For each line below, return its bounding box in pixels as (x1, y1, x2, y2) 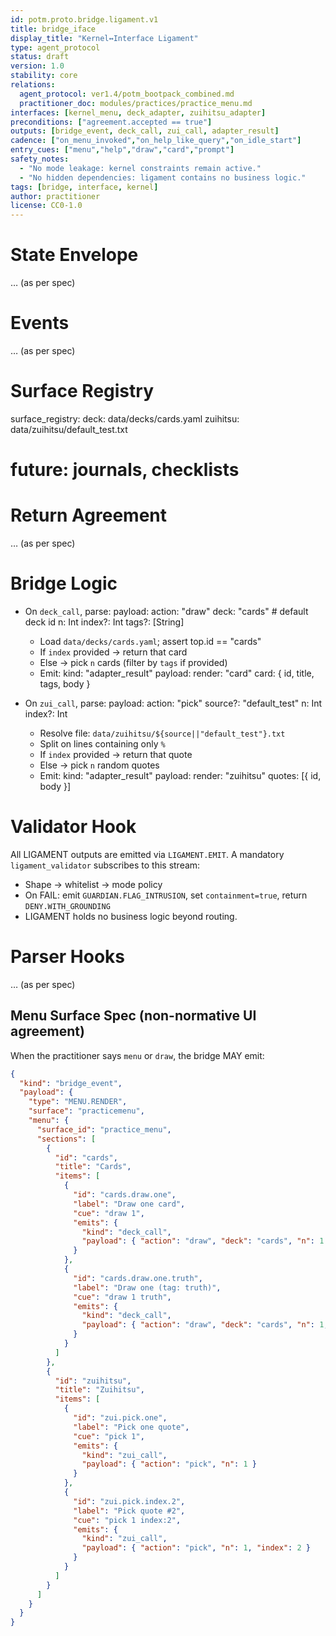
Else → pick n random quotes (39, 759, 160, 771)
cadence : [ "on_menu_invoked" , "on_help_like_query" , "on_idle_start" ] (10, 136, 302, 146)
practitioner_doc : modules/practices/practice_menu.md (19, 98, 253, 108)
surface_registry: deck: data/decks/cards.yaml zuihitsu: (10, 412, 240, 425)
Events (10, 312, 70, 335)
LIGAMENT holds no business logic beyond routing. (24, 910, 238, 922)
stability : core (10, 71, 78, 81)
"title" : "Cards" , (54, 1162, 132, 1172)
